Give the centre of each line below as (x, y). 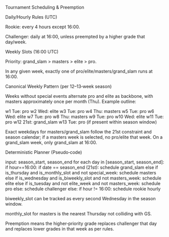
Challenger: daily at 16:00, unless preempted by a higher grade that (75, 37)
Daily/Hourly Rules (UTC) (31, 17)
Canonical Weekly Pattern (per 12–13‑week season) (59, 86)
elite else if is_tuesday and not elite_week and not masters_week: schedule (83, 183)
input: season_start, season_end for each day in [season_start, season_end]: (85, 162)
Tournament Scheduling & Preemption (45, 7)
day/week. (16, 42)
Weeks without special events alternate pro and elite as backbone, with (79, 96)
